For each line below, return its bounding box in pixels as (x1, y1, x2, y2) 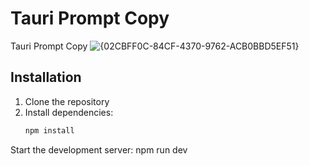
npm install (24, 125, 75, 136)
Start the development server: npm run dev (10, 143, 188, 156)
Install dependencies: (24, 106, 114, 118)
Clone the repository (24, 95, 110, 107)
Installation (10, 69, 82, 86)
